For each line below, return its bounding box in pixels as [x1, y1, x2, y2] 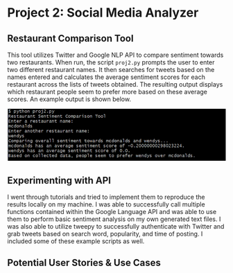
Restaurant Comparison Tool [7, 33, 134, 44]
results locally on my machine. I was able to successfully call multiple [7, 200, 206, 209]
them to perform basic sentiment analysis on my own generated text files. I [7, 215, 221, 223]
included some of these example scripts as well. [7, 237, 145, 245]
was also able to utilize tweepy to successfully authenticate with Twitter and [7, 222, 225, 230]
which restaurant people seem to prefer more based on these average [7, 88, 208, 96]
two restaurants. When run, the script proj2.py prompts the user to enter [7, 58, 215, 67]
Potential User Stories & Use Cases [7, 257, 161, 269]
